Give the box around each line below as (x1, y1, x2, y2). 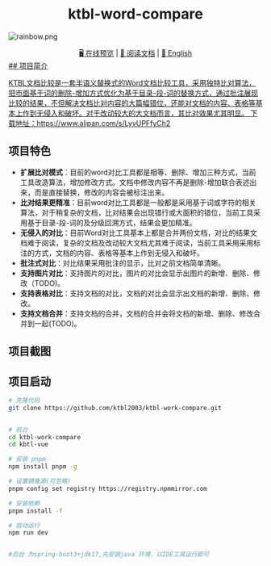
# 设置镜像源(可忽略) (8, 477, 71, 485)
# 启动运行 (8, 522, 40, 530)
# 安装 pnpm (8, 455, 46, 463)
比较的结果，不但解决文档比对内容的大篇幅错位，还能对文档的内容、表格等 (8, 98, 256, 107)
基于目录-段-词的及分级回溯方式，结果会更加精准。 (27, 217, 197, 227)
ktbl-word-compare (68, 5, 203, 23)
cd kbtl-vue (8, 441, 48, 449)
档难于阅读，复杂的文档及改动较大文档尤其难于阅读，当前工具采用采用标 (19, 237, 261, 247)
